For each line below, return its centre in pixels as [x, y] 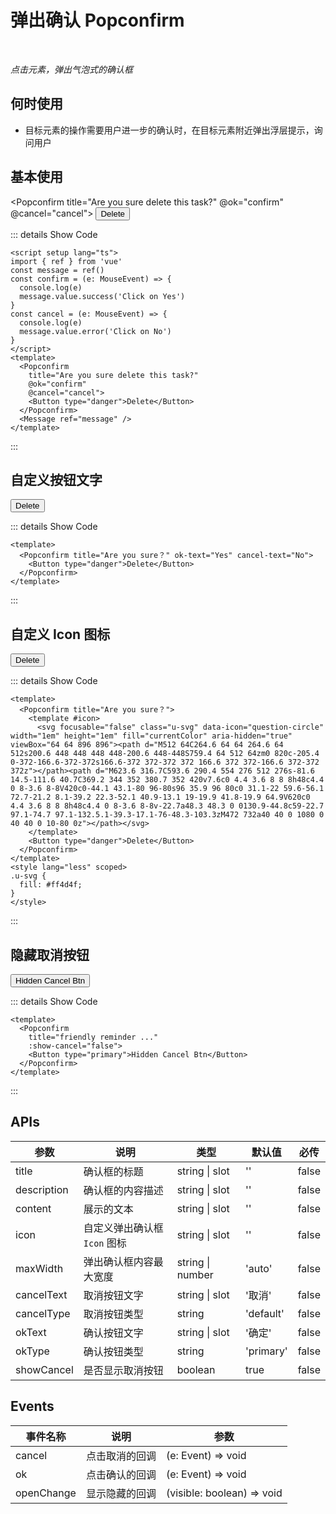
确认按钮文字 [113, 1333]
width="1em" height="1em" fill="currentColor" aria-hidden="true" [151, 736]
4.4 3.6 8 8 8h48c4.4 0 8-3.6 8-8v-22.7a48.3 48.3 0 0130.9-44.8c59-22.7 [167, 806]
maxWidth [39, 1268]
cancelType [43, 1313]
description [42, 1189]
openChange [46, 1493]
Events [32, 1406]
